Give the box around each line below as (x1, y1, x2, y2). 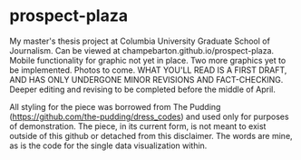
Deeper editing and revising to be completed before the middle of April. (9, 84, 277, 95)
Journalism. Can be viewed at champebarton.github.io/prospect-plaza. (9, 45, 275, 55)
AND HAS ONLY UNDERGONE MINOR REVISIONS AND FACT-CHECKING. (9, 74, 284, 85)
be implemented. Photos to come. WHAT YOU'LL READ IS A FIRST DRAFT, (9, 65, 287, 75)
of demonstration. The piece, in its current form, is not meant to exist (9, 120, 267, 132)
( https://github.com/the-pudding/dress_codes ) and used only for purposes (9, 111, 289, 122)
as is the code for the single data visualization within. (9, 140, 208, 151)
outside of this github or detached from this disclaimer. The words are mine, (9, 130, 293, 141)
